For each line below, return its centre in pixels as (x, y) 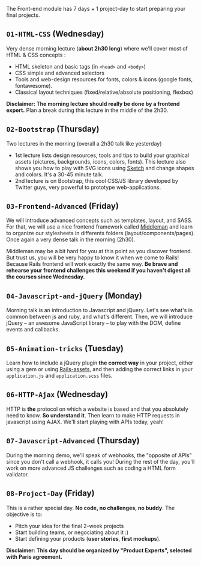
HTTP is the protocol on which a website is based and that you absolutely (97, 409)
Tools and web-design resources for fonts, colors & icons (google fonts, (104, 79)
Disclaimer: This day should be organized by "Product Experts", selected (99, 550)
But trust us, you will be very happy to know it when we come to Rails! (93, 257)
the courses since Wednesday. (46, 277)
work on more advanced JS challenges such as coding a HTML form (91, 468)
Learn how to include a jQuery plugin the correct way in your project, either (100, 363)
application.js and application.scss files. (59, 376)
